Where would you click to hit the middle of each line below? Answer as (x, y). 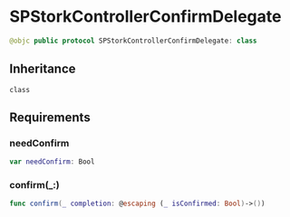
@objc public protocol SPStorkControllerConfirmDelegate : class (133, 41)
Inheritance (43, 69)
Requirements (50, 118)
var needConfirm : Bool (52, 162)
